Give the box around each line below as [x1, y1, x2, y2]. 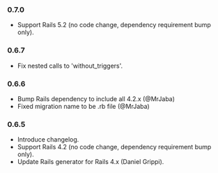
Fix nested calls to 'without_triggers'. [17, 61, 123, 70]
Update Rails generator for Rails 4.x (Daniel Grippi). [17, 158, 164, 166]
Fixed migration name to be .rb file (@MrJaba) [17, 102, 150, 110]
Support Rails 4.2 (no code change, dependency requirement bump [17, 143, 212, 151]
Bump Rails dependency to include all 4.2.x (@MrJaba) [17, 94, 176, 103]
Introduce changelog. [17, 135, 79, 144]
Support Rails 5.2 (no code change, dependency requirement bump [17, 21, 211, 29]
